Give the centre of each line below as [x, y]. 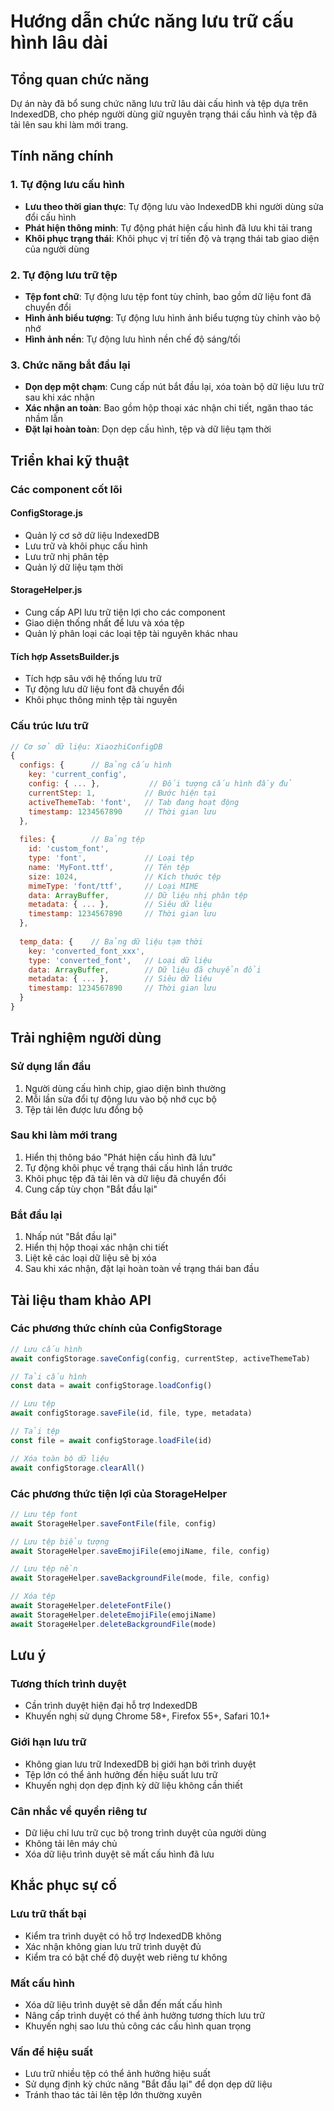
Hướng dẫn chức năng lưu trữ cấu [152, 21]
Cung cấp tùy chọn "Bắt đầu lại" [91, 1189]
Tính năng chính [62, 156]
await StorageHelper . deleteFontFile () [91, 1606]
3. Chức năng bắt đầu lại [70, 365]
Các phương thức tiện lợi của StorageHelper [119, 1493]
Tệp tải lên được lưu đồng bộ [84, 1109]
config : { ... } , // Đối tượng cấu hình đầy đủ [160, 784]
